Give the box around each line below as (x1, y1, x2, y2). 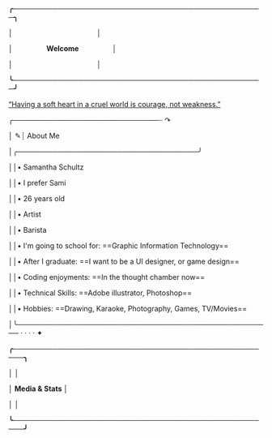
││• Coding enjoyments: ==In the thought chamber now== (8, 273, 206, 281)
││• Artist (8, 209, 42, 219)
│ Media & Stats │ (8, 384, 69, 393)
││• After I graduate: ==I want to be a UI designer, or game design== (8, 256, 240, 266)
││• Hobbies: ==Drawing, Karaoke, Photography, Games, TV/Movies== (8, 304, 248, 313)
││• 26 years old (8, 194, 66, 203)
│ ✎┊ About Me (8, 131, 61, 140)
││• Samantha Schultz (8, 162, 84, 172)
